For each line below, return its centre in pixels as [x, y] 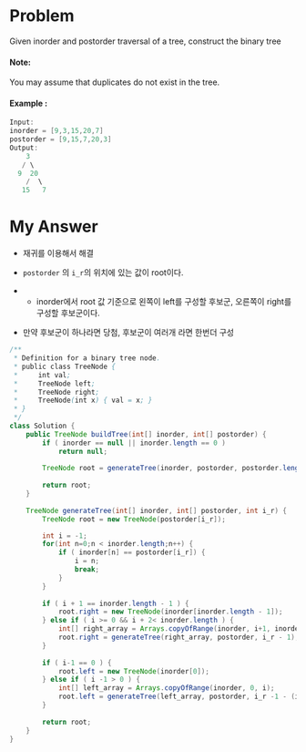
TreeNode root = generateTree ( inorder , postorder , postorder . [163, 469]
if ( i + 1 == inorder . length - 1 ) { [116, 603]
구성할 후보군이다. [68, 313]
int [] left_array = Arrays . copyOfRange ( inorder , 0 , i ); [166, 688]
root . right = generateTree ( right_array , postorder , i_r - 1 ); [178, 638]
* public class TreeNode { [65, 366]
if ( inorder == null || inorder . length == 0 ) [134, 443]
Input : [22, 123]
